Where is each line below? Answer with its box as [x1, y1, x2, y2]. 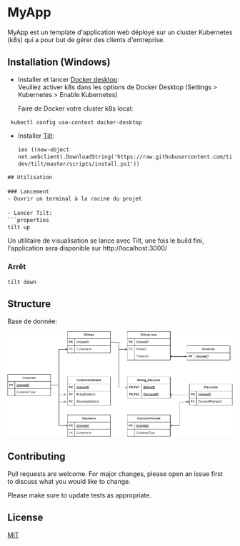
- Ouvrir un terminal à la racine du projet [7, 195, 142, 202]
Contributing [7, 450, 66, 462]
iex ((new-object [17, 146, 70, 153]
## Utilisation [7, 173, 53, 181]
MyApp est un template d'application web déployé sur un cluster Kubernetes [7, 28, 233, 36]
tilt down [7, 279, 37, 286]
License [7, 512, 44, 524]
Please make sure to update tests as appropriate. [7, 490, 152, 500]
